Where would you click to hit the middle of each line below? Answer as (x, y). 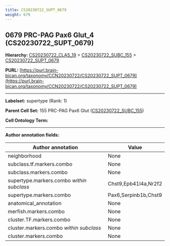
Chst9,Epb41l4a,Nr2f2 (135, 184)
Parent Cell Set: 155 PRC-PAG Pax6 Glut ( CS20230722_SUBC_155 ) (75, 111)
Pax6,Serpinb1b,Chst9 (135, 195)
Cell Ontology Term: (27, 120)
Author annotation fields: (32, 135)
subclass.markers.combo (38, 172)
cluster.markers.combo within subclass (54, 228)
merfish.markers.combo (36, 212)
